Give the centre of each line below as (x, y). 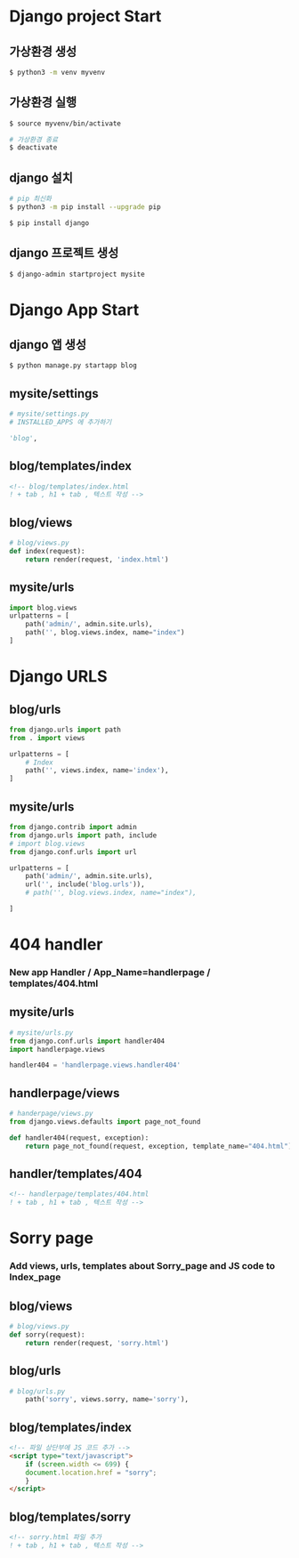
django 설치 (41, 178)
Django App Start (74, 310)
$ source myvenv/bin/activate (65, 123)
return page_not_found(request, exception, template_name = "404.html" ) (159, 1146)
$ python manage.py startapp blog (73, 366)
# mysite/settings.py (49, 414)
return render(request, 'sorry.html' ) (97, 1343)
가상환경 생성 (43, 51)
